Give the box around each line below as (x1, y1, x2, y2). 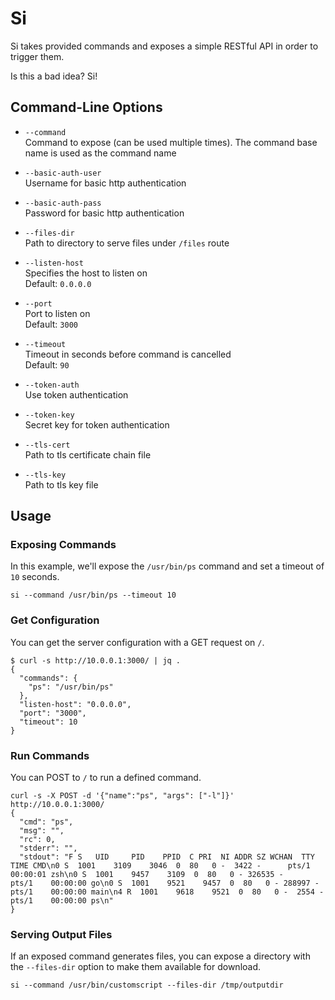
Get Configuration (10, 613, 100, 627)
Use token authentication (24, 388, 129, 401)
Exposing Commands (10, 538, 117, 552)
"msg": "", (19, 826, 65, 836)
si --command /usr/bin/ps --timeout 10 (10, 590, 177, 601)
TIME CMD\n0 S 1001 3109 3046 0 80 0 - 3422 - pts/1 (10, 861, 311, 871)
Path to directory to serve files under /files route (24, 237, 230, 249)
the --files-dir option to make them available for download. (10, 961, 262, 973)
